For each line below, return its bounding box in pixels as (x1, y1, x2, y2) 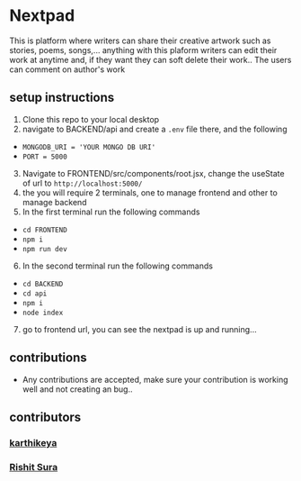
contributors (9, 409, 82, 424)
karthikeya (9, 436, 58, 449)
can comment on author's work (9, 64, 126, 75)
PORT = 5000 (22, 152, 67, 161)
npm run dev (22, 244, 67, 253)
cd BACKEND (22, 279, 64, 288)
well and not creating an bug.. (22, 384, 133, 395)
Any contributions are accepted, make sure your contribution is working (22, 374, 289, 385)
